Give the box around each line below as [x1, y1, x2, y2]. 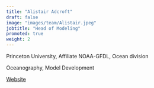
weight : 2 [6, 36, 31, 42]
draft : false [6, 14, 38, 20]
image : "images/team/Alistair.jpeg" [6, 20, 97, 26]
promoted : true [6, 31, 44, 37]
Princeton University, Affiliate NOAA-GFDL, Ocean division [6, 53, 149, 59]
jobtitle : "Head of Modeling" [6, 25, 81, 32]
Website [6, 76, 27, 83]
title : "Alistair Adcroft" [6, 8, 73, 15]
